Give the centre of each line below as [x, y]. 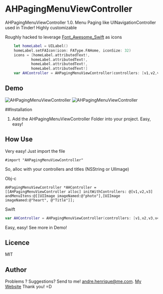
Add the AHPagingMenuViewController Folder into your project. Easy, [81, 119]
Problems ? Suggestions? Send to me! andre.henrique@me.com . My [73, 281]
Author [16, 269]
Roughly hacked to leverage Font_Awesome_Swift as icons [64, 37]
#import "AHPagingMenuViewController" [44, 160]
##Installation [19, 109]
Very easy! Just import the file [35, 151]
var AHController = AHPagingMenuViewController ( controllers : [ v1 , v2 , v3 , [80, 218]
